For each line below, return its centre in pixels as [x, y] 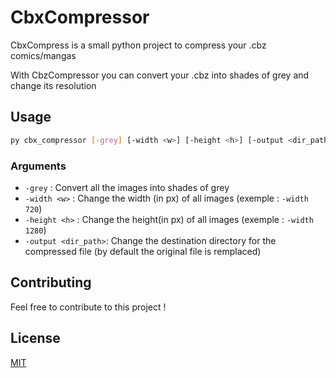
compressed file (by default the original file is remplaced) [143, 251]
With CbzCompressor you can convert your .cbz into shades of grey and [160, 75]
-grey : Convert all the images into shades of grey [127, 187]
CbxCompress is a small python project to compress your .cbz [138, 45]
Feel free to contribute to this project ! [88, 307]
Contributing [51, 282]
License [35, 338]
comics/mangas [43, 55]
